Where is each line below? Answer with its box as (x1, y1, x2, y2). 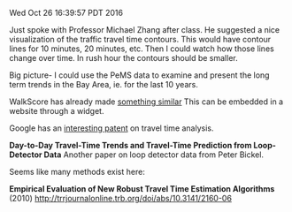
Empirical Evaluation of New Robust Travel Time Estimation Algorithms (9, 184, 275, 193)
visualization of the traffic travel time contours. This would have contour (9, 34, 272, 44)
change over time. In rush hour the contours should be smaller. (9, 53, 238, 63)
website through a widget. (9, 106, 104, 116)
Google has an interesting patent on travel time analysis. (9, 123, 214, 133)
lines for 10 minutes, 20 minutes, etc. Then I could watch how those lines (9, 43, 274, 54)
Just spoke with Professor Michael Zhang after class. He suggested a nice (9, 25, 280, 34)
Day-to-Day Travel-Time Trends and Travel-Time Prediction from (9, 140, 252, 150)
